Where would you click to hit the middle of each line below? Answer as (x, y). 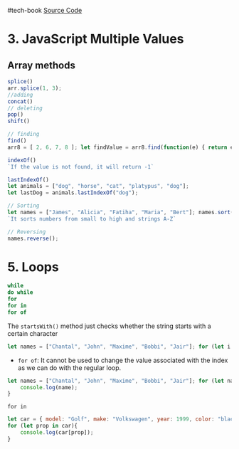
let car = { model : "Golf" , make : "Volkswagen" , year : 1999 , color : (111, 419)
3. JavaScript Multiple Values (96, 39)
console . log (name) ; (49, 387)
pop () (15, 115)
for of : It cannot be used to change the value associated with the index (123, 360)
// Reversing (27, 232)
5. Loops (33, 267)
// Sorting (23, 206)
